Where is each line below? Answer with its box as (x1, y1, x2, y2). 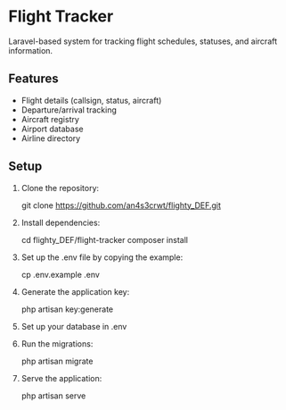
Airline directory (20, 132, 81, 144)
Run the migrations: (20, 338, 94, 349)
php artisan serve (20, 390, 86, 401)
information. (8, 45, 53, 55)
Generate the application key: (20, 286, 130, 297)
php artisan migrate (20, 356, 94, 366)
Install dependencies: (20, 217, 101, 228)
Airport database (20, 123, 84, 134)
